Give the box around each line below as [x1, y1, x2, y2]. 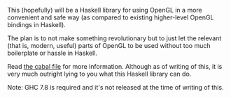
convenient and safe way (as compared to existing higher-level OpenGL [7, 13, 214, 22]
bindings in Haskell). [7, 21, 66, 28]
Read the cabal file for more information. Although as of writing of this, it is [7, 63, 223, 70]
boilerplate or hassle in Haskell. [7, 49, 98, 57]
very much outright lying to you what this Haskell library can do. [7, 70, 192, 78]
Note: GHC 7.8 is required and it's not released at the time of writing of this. [7, 83, 224, 91]
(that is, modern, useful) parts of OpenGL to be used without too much [7, 42, 211, 49]
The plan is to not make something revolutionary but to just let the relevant [7, 34, 222, 42]
